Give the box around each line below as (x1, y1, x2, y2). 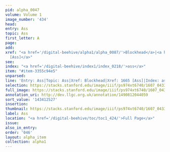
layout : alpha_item (5, 135, 47, 140)
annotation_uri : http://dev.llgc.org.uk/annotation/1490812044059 (5, 92, 148, 97)
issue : (5, 120, 19, 126)
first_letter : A (5, 36, 39, 41)
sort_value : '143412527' (5, 97, 58, 102)
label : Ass (5, 111, 28, 117)
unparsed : (5, 73, 26, 79)
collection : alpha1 (5, 139, 47, 144)
